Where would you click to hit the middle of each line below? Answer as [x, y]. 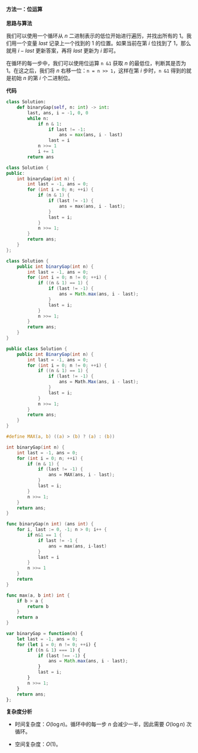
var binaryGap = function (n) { [45, 634]
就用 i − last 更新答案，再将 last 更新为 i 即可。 [63, 51]
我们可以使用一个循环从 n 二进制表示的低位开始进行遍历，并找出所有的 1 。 [96, 36]
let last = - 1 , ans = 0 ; [47, 639]
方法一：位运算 [24, 9]
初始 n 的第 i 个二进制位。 [42, 78]
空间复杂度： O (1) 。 [38, 744]
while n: [38, 118]
